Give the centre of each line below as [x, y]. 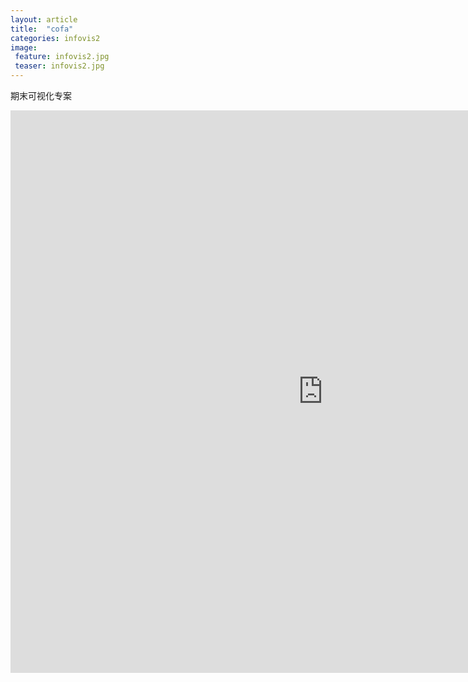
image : [24, 47]
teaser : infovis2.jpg [59, 66]
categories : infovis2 [55, 38]
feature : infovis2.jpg [62, 57]
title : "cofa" [42, 29]
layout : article [44, 19]
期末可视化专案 [41, 95]
